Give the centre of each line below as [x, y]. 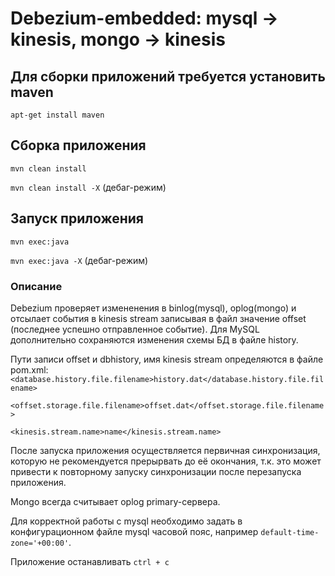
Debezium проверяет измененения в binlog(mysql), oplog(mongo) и [153, 308]
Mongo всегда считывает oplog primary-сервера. [115, 501]
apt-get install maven [57, 115]
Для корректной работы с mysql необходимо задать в [126, 521]
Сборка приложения [78, 145]
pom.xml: [29, 369]
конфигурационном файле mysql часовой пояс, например [134, 531]
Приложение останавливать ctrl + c [90, 561]
